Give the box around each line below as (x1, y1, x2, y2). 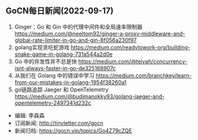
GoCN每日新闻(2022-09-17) (5, 5, 114, 16)
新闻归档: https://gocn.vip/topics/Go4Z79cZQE (14, 127, 132, 134)
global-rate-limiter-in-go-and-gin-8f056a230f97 (14, 36, 137, 44)
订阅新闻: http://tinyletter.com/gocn (14, 119, 104, 127)
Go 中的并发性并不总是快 (14, 57, 77, 65)
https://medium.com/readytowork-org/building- (70, 43, 191, 51)
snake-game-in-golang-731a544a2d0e (14, 51, 113, 58)
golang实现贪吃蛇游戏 (14, 43, 69, 51)
